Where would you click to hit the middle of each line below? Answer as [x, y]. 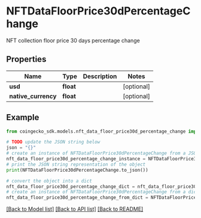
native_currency [33, 96]
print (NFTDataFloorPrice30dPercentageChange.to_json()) [77, 170]
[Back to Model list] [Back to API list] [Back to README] [75, 209]
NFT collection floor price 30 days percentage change [73, 40]
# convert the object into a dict [49, 181]
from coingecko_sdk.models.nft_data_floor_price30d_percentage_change [96, 131]
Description [100, 76]
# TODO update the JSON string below [53, 142]
